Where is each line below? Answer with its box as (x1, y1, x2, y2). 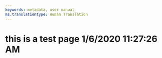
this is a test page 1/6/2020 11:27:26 (5, 33, 158, 45)
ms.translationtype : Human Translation (5, 12, 88, 17)
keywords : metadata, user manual (5, 7, 75, 12)
